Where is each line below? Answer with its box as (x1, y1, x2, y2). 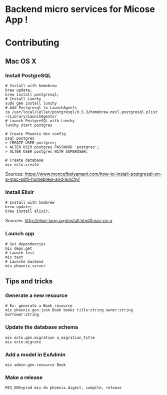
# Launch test (5, 250, 35, 255)
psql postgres (5, 136, 35, 141)
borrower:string (5, 312, 39, 317)
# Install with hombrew (5, 200, 55, 205)
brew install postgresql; (5, 92, 59, 97)
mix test (5, 254, 23, 260)
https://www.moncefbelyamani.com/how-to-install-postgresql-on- (24, 171, 162, 177)
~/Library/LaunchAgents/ (5, 114, 57, 119)
